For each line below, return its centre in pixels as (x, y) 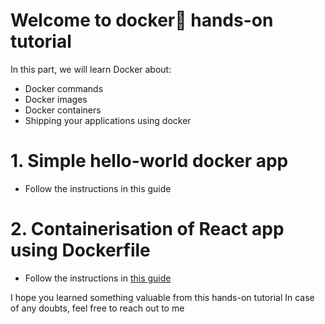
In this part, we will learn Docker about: (91, 69)
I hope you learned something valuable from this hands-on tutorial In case (162, 297)
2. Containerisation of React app (147, 229)
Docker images (56, 99)
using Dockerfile (80, 250)
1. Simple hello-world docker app (149, 161)
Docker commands (64, 88)
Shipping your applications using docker (108, 120)
